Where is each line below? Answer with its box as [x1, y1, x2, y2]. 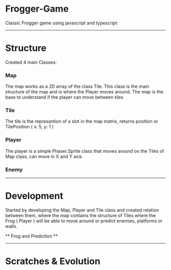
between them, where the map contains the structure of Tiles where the [5, 213, 156, 218]
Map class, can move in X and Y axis [5, 153, 82, 159]
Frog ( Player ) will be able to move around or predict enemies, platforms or [5, 218, 163, 224]
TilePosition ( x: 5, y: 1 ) [5, 124, 54, 130]
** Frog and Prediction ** [5, 233, 59, 239]
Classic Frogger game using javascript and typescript [5, 20, 118, 26]
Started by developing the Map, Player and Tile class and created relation [5, 207, 159, 213]
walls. [5, 223, 18, 229]
